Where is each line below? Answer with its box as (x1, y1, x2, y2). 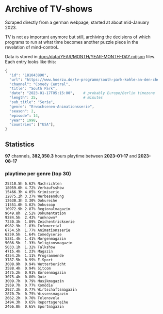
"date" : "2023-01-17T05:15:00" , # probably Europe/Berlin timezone (9, 91, 155, 95)
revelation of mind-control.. (5, 44, 60, 50)
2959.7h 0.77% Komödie (5, 283, 53, 288)
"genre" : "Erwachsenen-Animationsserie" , (9, 104, 95, 109)
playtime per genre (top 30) (5, 170, 71, 177)
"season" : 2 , (9, 109, 36, 113)
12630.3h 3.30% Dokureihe (5, 198, 57, 203)
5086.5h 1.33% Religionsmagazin (5, 241, 73, 246)
